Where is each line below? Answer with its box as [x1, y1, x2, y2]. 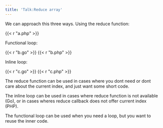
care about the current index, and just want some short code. [5, 83, 130, 89]
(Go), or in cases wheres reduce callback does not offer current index [5, 98, 147, 104]
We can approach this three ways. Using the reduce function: [5, 21, 130, 27]
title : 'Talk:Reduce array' [5, 7, 63, 12]
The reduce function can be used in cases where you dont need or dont [5, 78, 151, 84]
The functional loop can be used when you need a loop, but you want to [5, 113, 151, 119]
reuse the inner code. [5, 118, 49, 124]
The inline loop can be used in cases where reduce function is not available [5, 93, 159, 98]
